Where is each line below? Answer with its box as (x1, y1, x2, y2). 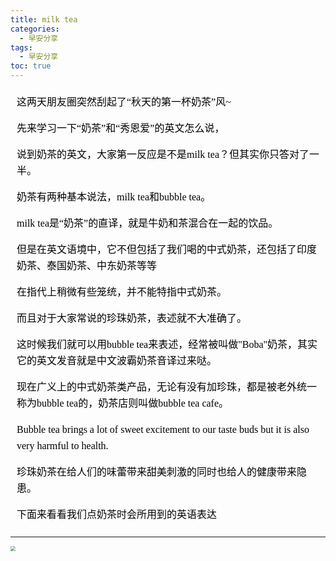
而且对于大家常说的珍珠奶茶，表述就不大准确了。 (16, 312, 248, 324)
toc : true (10, 61, 52, 71)
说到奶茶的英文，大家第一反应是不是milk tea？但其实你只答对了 (16, 149, 310, 160)
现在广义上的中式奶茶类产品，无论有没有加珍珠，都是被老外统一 (16, 381, 318, 393)
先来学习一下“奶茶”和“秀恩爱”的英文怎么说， (16, 122, 225, 134)
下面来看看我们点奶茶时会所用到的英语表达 (16, 509, 218, 520)
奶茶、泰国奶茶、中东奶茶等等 (16, 260, 158, 271)
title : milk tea (10, 14, 78, 25)
